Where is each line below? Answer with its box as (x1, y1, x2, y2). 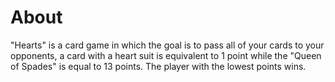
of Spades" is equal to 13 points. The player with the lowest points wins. (10, 60, 307, 72)
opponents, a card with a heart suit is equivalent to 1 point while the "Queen (10, 49, 322, 61)
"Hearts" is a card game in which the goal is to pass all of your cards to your (10, 39, 325, 51)
